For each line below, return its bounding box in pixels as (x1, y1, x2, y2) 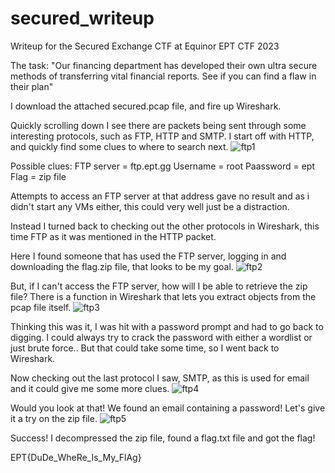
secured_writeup (10, 7, 155, 30)
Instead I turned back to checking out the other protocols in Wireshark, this (10, 220, 320, 232)
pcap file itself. (10, 301, 72, 313)
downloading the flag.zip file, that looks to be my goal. (10, 260, 234, 272)
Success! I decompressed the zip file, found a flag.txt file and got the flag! (10, 432, 316, 444)
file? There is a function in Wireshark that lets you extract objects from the (10, 290, 317, 302)
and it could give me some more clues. (10, 382, 170, 394)
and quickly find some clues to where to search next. (10, 140, 229, 152)
